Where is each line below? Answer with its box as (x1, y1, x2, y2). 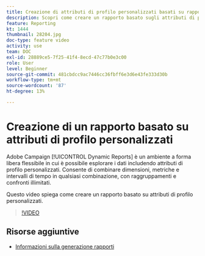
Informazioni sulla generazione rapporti (15, 243, 115, 250)
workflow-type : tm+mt (6, 77, 62, 83)
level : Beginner (6, 65, 48, 72)
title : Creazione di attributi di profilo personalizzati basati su (6, 9, 184, 15)
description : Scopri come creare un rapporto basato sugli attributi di (6, 15, 195, 21)
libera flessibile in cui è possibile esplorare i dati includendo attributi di (6, 159, 183, 166)
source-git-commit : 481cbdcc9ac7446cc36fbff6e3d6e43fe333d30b (6, 71, 168, 77)
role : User (6, 60, 34, 66)
